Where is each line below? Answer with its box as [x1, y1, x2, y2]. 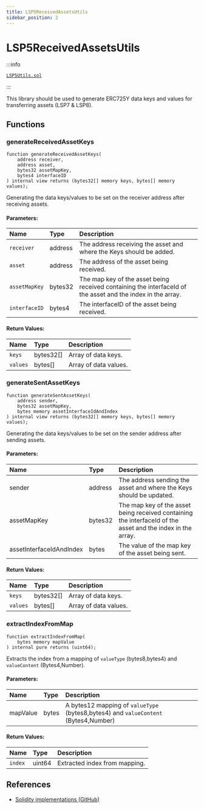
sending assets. [6, 436, 46, 443]
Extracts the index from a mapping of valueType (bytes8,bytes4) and [6, 655, 177, 662]
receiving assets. [6, 200, 49, 208]
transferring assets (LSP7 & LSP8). [6, 102, 93, 109]
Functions [6, 119, 46, 130]
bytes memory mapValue [17, 639, 75, 645]
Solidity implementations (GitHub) [15, 796, 100, 803]
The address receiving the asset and [79, 240, 183, 248]
